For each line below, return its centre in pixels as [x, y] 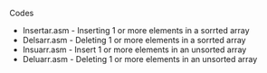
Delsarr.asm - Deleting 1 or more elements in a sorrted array [134, 40]
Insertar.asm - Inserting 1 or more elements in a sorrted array [136, 30]
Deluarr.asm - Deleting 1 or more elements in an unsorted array [140, 59]
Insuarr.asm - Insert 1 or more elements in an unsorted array [134, 50]
